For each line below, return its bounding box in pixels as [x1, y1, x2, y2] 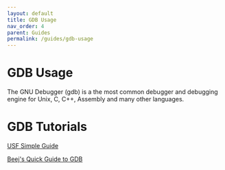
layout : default [7, 10, 54, 17]
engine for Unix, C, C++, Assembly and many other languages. [7, 95, 185, 104]
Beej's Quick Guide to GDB [7, 155, 83, 163]
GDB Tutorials [7, 119, 88, 134]
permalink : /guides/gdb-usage [7, 36, 94, 42]
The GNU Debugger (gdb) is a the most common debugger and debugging [7, 88, 218, 96]
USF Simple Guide [7, 142, 59, 149]
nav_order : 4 [7, 23, 45, 29]
